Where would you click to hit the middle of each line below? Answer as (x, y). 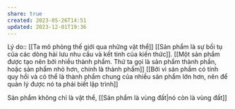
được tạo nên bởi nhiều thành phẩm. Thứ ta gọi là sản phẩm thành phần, (112, 62)
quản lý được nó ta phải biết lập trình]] (63, 84)
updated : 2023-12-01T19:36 (47, 27)
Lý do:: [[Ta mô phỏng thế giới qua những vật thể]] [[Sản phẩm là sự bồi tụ (115, 47)
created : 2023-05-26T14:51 (47, 20)
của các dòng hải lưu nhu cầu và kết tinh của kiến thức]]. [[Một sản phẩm (114, 54)
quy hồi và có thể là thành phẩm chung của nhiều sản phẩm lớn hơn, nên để (117, 77)
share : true (25, 14)
